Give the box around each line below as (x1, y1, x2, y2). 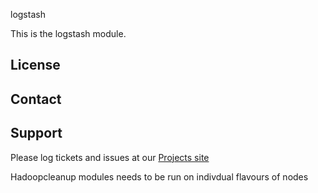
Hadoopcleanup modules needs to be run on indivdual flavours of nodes (10, 170, 309, 183)
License (10, 57, 61, 74)
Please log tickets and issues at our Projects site (10, 151, 210, 163)
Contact (10, 90, 62, 108)
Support (10, 125, 63, 142)
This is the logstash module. (10, 28, 127, 39)
